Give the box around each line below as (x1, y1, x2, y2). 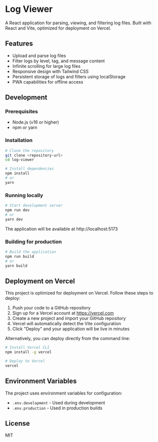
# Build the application (5, 249, 56, 254)
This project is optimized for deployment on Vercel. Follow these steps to (5, 290, 154, 296)
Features (5, 40, 33, 48)
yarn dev (5, 217, 23, 222)
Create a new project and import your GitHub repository (12, 315, 126, 321)
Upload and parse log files (12, 52, 66, 58)
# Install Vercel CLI (5, 345, 50, 350)
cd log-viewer (5, 157, 35, 162)
